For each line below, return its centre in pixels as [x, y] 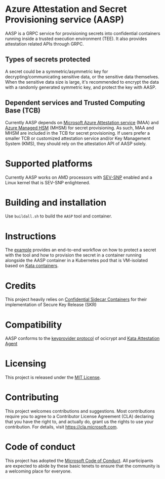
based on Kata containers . [32, 266]
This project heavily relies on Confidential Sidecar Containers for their [76, 299]
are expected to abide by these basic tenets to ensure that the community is [82, 466]
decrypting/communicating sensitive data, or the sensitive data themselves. [82, 77]
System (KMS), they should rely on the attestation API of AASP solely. [76, 143]
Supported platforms [49, 163]
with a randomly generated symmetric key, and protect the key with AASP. [81, 87]
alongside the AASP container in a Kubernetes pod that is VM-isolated [77, 261]
